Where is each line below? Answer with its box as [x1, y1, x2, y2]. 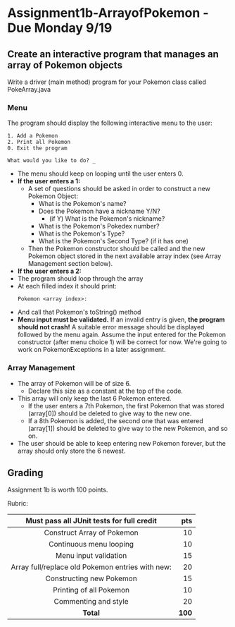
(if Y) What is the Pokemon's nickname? [49, 214, 165, 223]
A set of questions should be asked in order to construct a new [27, 185, 211, 193]
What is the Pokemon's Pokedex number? [38, 222, 160, 231]
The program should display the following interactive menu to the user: [7, 118, 212, 128]
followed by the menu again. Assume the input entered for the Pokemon [17, 330, 227, 339]
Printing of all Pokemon [52, 585, 130, 595]
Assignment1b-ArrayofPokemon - [7, 5, 209, 21]
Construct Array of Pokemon [44, 528, 139, 537]
